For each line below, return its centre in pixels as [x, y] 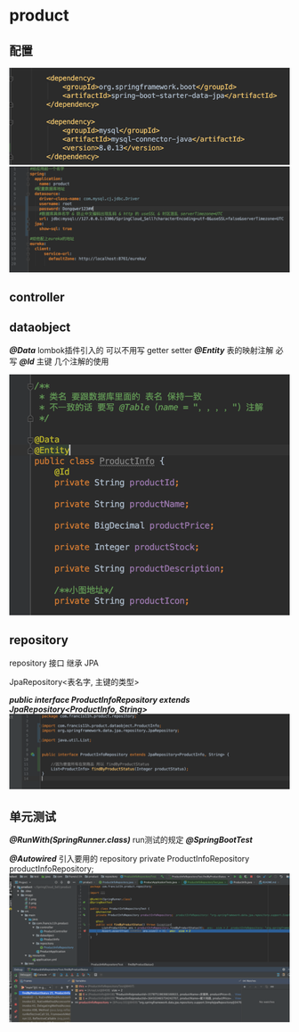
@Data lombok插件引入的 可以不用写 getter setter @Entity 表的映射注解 [141, 350]
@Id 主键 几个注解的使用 [64, 361]
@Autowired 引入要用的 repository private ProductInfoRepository [129, 859]
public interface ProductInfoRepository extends [100, 699]
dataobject [40, 328]
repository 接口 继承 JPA [54, 663]
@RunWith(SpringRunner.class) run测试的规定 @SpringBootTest [131, 840]
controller [37, 297]
